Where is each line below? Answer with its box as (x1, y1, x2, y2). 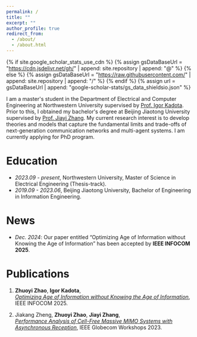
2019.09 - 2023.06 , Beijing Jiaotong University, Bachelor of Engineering (14, 186, 192, 194)
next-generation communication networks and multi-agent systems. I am (6, 126, 185, 134)
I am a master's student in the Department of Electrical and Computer (6, 95, 177, 102)
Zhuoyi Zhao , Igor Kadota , (14, 287, 82, 294)
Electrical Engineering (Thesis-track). (14, 180, 107, 187)
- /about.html (11, 42, 46, 48)
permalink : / (6, 8, 39, 15)
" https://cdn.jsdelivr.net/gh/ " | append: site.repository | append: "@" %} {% (6, 64, 192, 72)
